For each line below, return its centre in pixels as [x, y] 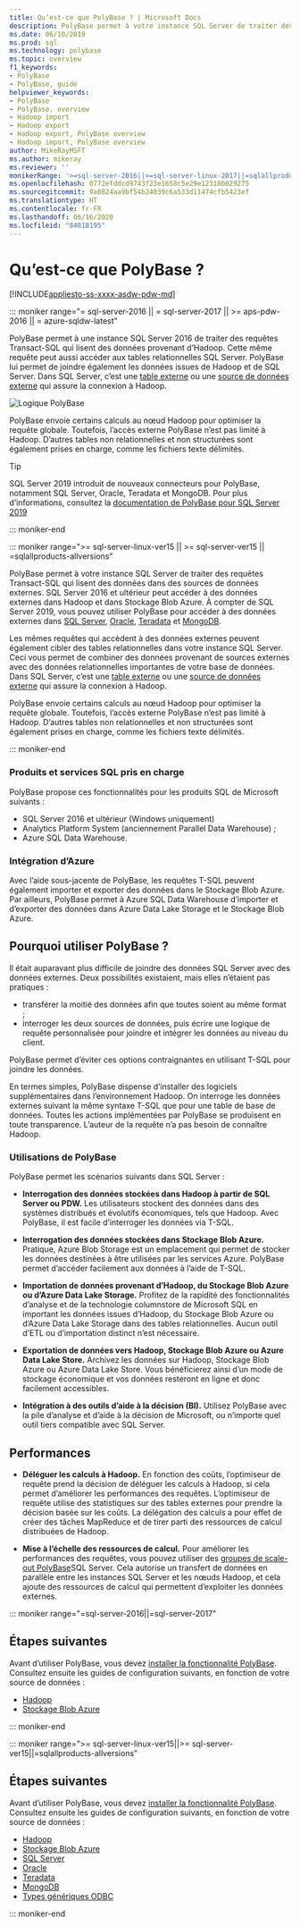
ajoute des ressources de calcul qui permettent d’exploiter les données [153, 1586]
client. [33, 1042]
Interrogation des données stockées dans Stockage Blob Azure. [143, 1240]
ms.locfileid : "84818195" [57, 225]
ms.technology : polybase [55, 51]
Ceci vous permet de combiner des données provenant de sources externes [150, 657]
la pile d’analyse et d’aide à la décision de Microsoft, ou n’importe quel [151, 1415]
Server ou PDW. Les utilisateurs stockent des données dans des [141, 1204]
